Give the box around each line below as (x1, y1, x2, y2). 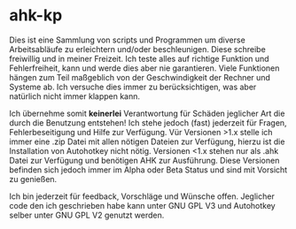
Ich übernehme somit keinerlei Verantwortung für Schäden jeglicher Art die (9, 108, 285, 118)
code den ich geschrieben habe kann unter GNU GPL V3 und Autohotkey (9, 200, 277, 210)
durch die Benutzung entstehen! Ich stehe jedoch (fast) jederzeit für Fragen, (9, 117, 287, 128)
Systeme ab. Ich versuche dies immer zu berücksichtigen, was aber (9, 81, 257, 92)
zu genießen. (9, 173, 58, 184)
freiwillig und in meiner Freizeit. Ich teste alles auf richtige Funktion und (9, 53, 269, 64)
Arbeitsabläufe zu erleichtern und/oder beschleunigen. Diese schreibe (9, 43, 266, 54)
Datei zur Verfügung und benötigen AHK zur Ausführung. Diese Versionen (9, 155, 280, 165)
